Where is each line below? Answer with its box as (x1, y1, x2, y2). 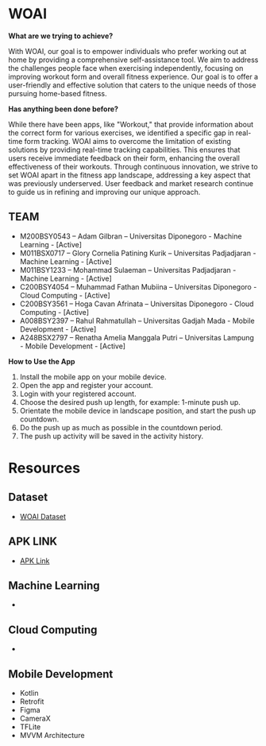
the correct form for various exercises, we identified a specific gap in (8, 128, 234, 138)
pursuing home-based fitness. (8, 88, 107, 98)
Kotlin (19, 689, 39, 697)
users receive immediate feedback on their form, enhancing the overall (8, 153, 241, 163)
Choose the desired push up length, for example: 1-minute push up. (19, 397, 241, 406)
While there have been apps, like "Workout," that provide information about (8, 119, 254, 129)
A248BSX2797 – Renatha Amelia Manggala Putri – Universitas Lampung (19, 332, 254, 342)
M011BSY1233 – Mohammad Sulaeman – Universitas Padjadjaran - (19, 265, 237, 274)
